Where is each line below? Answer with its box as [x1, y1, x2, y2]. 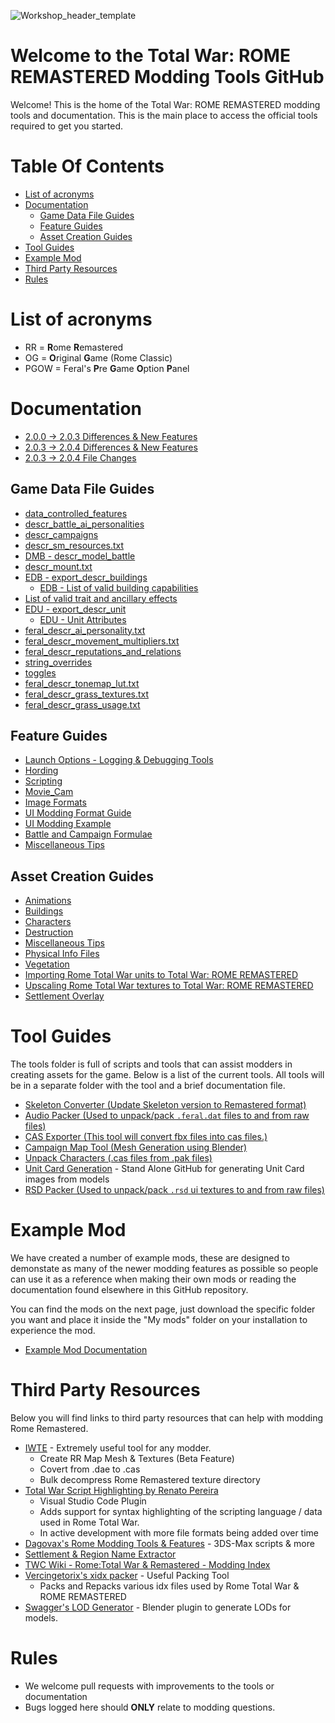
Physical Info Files [24, 948, 100, 960]
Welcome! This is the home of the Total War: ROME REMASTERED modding [10, 98, 321, 110]
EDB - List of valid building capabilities [39, 581, 199, 594]
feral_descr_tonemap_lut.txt [24, 677, 140, 689]
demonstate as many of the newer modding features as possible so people [10, 1263, 319, 1275]
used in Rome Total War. [39, 1516, 140, 1528]
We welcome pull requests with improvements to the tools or [24, 1680, 275, 1692]
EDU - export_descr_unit [24, 603, 127, 615]
